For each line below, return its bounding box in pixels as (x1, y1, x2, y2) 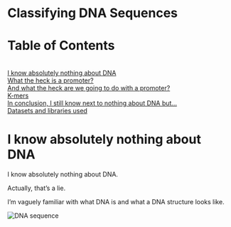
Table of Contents (7, 38, 115, 54)
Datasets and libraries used (7, 107, 87, 115)
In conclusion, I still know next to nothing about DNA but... (7, 99, 178, 107)
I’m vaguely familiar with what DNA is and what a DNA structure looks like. (7, 198, 225, 206)
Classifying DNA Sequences (7, 5, 178, 21)
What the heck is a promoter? (7, 76, 94, 85)
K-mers (7, 91, 29, 100)
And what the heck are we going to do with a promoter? (7, 84, 171, 93)
